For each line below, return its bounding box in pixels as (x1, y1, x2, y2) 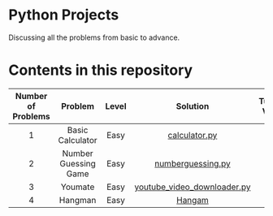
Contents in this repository (8, 61, 193, 80)
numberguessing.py (154, 158, 231, 169)
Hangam (175, 194, 209, 205)
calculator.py (167, 129, 218, 140)
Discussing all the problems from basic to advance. (8, 32, 180, 42)
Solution (175, 100, 210, 111)
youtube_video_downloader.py (133, 181, 251, 192)
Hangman (58, 194, 97, 205)
